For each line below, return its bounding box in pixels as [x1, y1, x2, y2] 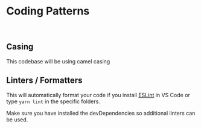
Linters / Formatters [6, 75, 83, 86]
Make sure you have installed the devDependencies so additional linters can [6, 109, 196, 117]
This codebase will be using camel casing [6, 57, 110, 65]
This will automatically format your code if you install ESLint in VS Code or [6, 91, 190, 98]
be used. [6, 116, 28, 123]
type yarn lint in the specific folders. [6, 98, 101, 105]
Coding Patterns [6, 4, 90, 18]
